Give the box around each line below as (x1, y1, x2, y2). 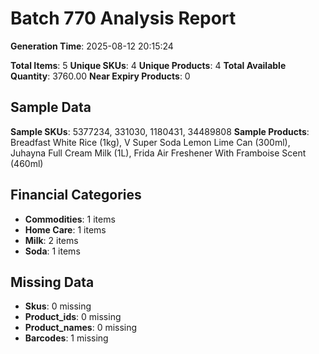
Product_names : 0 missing (24, 322, 138, 334)
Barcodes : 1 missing (24, 332, 109, 344)
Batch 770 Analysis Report (10, 7, 237, 30)
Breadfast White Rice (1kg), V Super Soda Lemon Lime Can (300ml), (10, 136, 291, 148)
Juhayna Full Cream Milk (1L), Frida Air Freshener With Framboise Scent (10, 147, 307, 159)
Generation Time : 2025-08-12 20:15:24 (10, 40, 174, 52)
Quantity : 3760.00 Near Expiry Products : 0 (10, 70, 191, 82)
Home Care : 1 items (24, 223, 107, 236)
